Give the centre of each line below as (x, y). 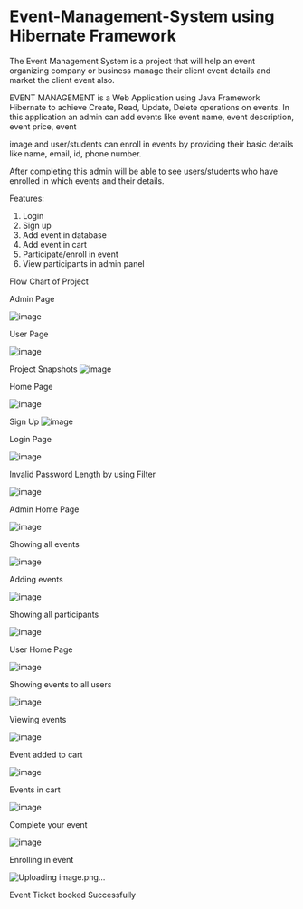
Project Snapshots (44, 369)
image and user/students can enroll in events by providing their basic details (151, 144)
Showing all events (44, 544)
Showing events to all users (61, 684)
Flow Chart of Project (49, 281)
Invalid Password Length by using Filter (83, 474)
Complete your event (48, 824)
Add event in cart (55, 244)
